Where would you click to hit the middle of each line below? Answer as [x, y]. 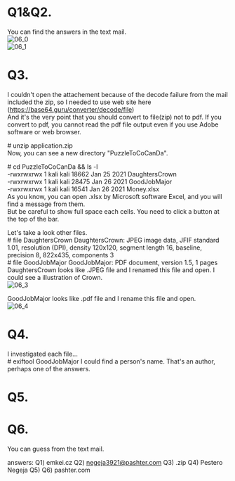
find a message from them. [46, 204]
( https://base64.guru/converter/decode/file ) [71, 109]
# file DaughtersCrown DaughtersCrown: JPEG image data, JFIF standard [113, 240]
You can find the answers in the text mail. [67, 32]
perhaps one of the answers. [49, 368]
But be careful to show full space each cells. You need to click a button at [113, 211]
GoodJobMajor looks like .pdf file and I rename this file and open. [102, 298]
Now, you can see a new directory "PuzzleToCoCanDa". [88, 153]
